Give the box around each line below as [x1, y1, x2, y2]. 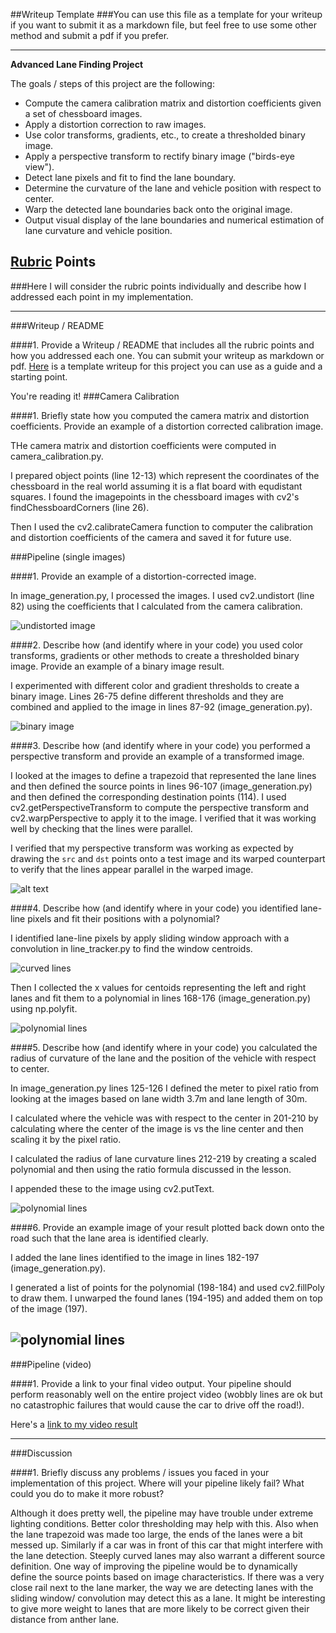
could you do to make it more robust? [10, 1487, 165, 1499]
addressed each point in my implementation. [10, 290, 194, 303]
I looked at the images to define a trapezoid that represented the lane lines [10, 769, 317, 781]
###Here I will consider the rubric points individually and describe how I [10, 280, 307, 292]
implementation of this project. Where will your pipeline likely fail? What [10, 1477, 305, 1489]
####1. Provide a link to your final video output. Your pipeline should [10, 1377, 292, 1389]
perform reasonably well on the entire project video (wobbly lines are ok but [10, 1388, 323, 1400]
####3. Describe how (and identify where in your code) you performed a [10, 739, 311, 751]
